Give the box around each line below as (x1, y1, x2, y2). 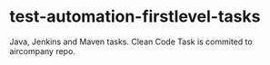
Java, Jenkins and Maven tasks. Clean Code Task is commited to (9, 36, 253, 47)
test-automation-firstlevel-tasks (9, 6, 261, 27)
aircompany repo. (9, 45, 75, 56)
